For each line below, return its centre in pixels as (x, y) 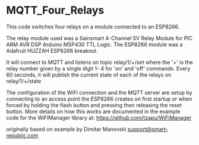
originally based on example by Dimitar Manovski (66, 129)
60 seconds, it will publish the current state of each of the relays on (89, 75)
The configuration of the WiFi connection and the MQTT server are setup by (99, 92)
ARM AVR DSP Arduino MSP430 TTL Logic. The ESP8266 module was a (94, 44)
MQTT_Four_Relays (55, 10)
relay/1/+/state (24, 81)
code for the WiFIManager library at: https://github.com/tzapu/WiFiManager (99, 117)
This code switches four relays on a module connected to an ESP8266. (93, 27)
